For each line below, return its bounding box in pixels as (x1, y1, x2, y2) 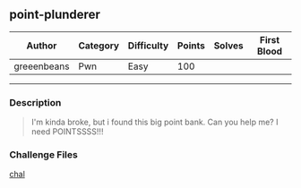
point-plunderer (9, 7, 100, 22)
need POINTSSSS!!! (30, 126, 104, 137)
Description (9, 96, 62, 108)
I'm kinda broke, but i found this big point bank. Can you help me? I (30, 116, 279, 128)
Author (26, 39, 57, 52)
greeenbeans (13, 60, 70, 73)
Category (78, 39, 119, 52)
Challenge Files (9, 149, 78, 161)
